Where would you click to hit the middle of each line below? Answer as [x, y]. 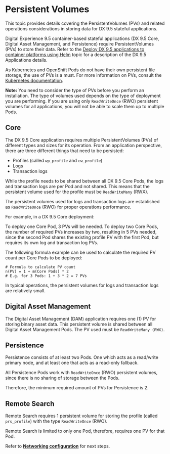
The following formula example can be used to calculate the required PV [80, 252]
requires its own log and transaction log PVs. [52, 242]
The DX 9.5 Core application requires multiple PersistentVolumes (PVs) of [82, 140]
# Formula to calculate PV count [40, 267]
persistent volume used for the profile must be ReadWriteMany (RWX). [77, 192]
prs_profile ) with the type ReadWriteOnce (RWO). [56, 421]
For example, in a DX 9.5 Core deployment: [50, 216]
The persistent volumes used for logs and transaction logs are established [82, 201]
